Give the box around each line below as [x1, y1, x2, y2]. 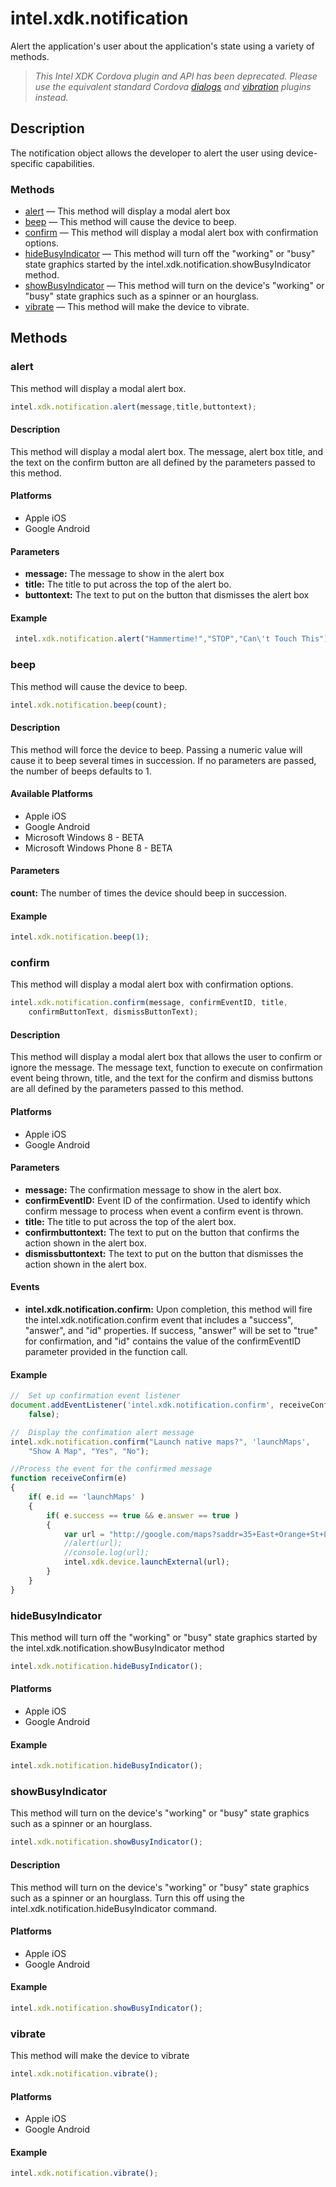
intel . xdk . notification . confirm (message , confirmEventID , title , [10, 998, 288, 1008]
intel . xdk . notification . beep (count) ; [10, 700, 168, 710]
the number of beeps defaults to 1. [10, 765, 152, 777]
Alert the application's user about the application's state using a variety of [10, 40, 315, 52]
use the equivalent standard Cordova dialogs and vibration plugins [34, 80, 312, 92]
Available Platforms [10, 788, 93, 800]
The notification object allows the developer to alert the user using [10, 147, 284, 159]
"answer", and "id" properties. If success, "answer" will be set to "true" [24, 1325, 318, 1337]
